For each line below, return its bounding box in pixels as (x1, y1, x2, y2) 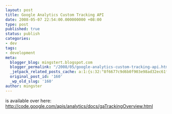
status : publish (5, 31, 40, 36)
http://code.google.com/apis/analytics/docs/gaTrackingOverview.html (5, 103, 154, 109)
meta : (5, 55, 17, 60)
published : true (5, 27, 40, 32)
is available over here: (5, 98, 52, 104)
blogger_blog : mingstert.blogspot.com (10, 60, 93, 65)
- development (5, 50, 36, 55)
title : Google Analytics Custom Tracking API (5, 12, 104, 17)
